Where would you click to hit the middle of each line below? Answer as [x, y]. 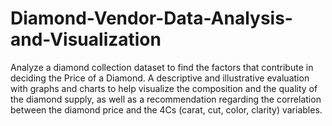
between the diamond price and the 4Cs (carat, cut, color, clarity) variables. [166, 109]
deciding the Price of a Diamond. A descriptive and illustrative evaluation [160, 78]
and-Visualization [86, 39]
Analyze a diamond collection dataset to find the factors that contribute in [162, 67]
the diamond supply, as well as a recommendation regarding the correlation [166, 99]
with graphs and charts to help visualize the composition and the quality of [164, 88]
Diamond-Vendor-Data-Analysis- [151, 18]
